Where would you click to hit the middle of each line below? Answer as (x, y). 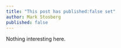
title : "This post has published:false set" (61, 11)
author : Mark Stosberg (33, 17)
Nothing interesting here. (36, 39)
